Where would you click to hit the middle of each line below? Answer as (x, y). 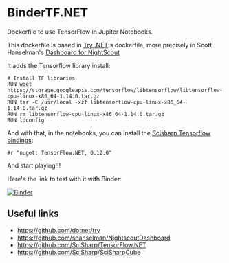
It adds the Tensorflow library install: (59, 65)
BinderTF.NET (48, 13)
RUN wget (20, 84)
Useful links (33, 214)
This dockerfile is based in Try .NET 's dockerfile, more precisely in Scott (110, 45)
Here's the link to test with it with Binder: (65, 179)
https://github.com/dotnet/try (59, 230)
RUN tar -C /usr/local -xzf (47, 102)
